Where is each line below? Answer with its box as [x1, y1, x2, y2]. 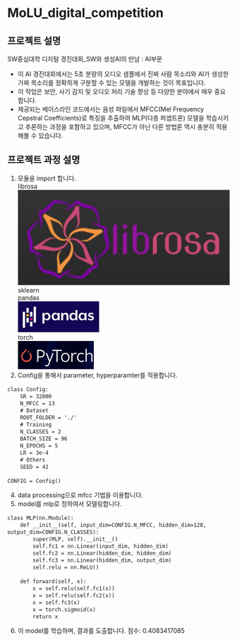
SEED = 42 [20, 463, 49, 470]
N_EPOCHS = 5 [20, 442, 59, 449]
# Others [20, 456, 46, 463]
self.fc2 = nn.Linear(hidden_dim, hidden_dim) [32, 550, 172, 557]
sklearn [17, 285, 40, 294]
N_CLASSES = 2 [20, 428, 61, 435]
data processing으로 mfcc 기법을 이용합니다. [17, 490, 143, 499]
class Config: [7, 385, 49, 393]
